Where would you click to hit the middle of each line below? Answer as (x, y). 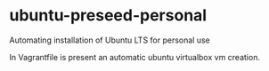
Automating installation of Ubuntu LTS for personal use (110, 40)
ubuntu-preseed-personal (108, 16)
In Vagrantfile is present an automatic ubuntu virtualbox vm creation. (135, 57)
